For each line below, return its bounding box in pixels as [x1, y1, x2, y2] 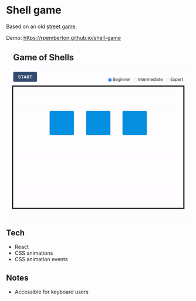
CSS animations [14, 249, 53, 256]
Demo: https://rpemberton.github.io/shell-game [6, 34, 121, 41]
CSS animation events [14, 256, 68, 263]
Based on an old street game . [6, 23, 77, 30]
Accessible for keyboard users [14, 288, 89, 295]
